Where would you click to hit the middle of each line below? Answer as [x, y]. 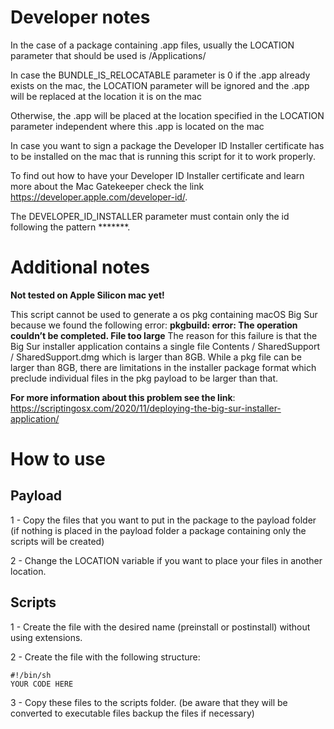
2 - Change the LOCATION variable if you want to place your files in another [166, 560]
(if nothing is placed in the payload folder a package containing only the [158, 530]
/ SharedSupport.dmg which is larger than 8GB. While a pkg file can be [156, 357]
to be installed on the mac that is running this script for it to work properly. [163, 156]
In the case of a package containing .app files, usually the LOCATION [152, 45]
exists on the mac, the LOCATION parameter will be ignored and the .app [160, 85]
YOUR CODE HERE [42, 684]
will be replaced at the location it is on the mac [106, 96]
